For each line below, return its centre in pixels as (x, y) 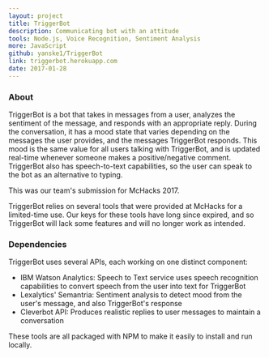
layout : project (36, 16)
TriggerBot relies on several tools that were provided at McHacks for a (126, 207)
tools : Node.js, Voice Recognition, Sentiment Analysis (105, 38)
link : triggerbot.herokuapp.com (63, 62)
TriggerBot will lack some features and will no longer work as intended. (127, 224)
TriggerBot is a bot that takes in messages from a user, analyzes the (122, 115)
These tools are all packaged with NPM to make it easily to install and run (130, 336)
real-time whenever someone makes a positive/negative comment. (120, 158)
